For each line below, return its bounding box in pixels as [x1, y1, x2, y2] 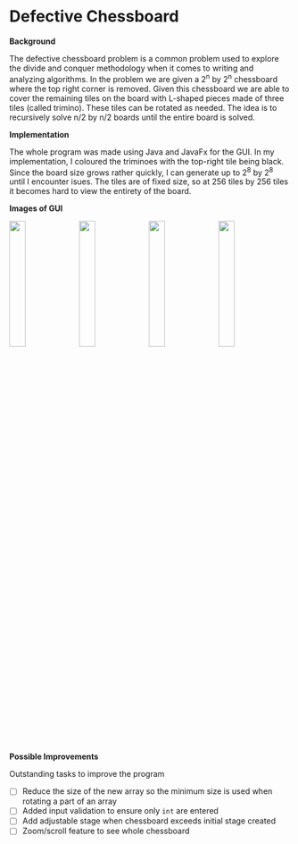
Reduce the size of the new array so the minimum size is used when [21, 786, 273, 797]
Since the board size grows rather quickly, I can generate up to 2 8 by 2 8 [9, 165, 274, 178]
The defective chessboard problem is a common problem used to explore [9, 53, 279, 63]
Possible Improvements [9, 751, 99, 762]
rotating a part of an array [21, 796, 118, 806]
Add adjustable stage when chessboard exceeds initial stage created [21, 815, 277, 826]
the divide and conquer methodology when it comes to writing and [9, 63, 254, 73]
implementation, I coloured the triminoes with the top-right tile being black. [9, 156, 285, 166]
